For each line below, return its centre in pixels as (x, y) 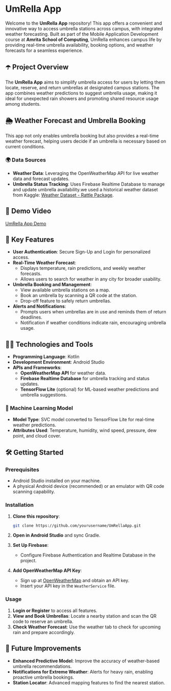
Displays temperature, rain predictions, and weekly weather (83, 268)
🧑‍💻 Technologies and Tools (49, 344)
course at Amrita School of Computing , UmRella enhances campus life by (83, 40)
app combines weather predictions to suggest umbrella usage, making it (81, 93)
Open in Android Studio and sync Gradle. (56, 535)
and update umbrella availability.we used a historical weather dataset (85, 189)
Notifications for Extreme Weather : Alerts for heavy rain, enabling (83, 672)
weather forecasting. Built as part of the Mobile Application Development (82, 34)
